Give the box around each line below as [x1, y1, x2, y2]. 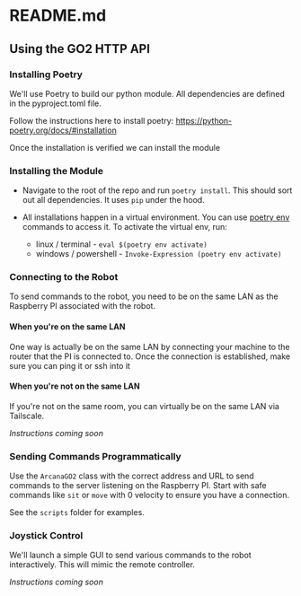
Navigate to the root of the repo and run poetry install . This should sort [22, 185, 293, 196]
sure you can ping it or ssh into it [9, 360, 130, 371]
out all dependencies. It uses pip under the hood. [22, 195, 205, 206]
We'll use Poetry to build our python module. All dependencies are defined [9, 88, 285, 99]
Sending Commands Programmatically [9, 450, 181, 462]
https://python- [175, 115, 233, 126]
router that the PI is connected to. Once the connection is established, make [9, 351, 290, 362]
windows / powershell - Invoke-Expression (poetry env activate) [35, 249, 282, 259]
